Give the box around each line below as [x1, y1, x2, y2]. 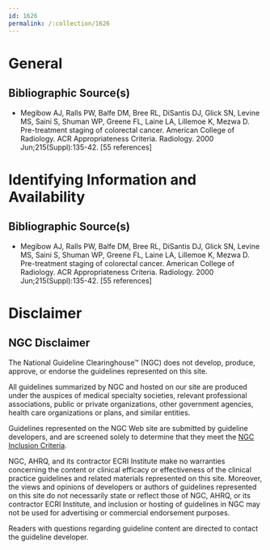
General [8, 54, 63, 73]
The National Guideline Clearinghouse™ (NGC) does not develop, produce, [8, 357, 256, 367]
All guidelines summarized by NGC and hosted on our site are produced [8, 382, 248, 391]
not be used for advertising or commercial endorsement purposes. [8, 507, 230, 518]
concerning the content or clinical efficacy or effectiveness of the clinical [8, 464, 252, 474]
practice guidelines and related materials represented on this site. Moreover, [8, 473, 263, 483]
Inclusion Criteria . [8, 440, 67, 450]
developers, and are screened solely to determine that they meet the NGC [8, 432, 255, 442]
